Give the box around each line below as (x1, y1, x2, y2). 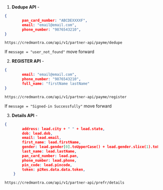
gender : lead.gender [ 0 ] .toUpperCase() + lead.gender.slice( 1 (22, 144, 149, 150)
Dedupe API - (11, 4, 40, 10)
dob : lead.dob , (22, 131, 53, 136)
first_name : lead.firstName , (22, 140, 81, 145)
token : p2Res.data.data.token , (22, 167, 86, 172)
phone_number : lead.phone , (22, 158, 77, 163)
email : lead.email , (22, 136, 62, 140)
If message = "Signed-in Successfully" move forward (4, 103, 112, 109)
